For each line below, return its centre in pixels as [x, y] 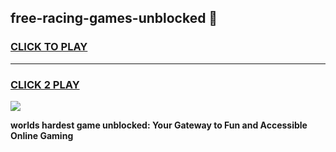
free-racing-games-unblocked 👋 [114, 18]
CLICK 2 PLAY [45, 84]
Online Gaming [42, 135]
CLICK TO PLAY [49, 47]
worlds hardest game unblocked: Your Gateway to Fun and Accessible [159, 125]
